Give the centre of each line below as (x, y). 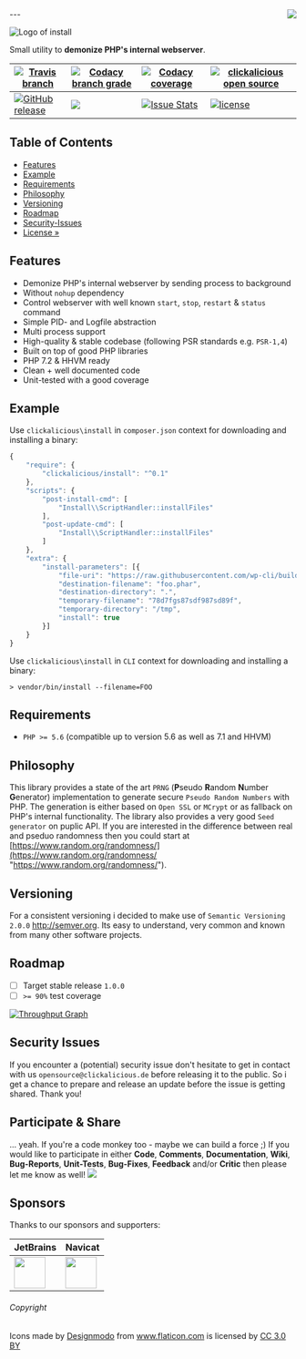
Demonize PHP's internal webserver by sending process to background (157, 283)
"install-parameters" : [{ (92, 567)
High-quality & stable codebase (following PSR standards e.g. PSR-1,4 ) (155, 341)
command (41, 312)
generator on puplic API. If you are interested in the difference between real (151, 826)
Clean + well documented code (82, 370)
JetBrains (36, 1248)
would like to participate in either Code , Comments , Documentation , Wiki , (150, 1154)
